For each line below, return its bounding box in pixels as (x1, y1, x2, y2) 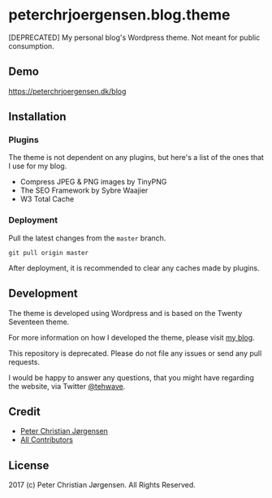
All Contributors (19, 435, 73, 444)
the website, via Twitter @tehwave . (8, 381, 126, 391)
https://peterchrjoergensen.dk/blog (8, 86, 127, 96)
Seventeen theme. (8, 317, 70, 327)
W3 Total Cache (19, 194, 75, 204)
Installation (8, 110, 67, 123)
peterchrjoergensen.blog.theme (8, 6, 231, 24)
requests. (8, 357, 41, 366)
